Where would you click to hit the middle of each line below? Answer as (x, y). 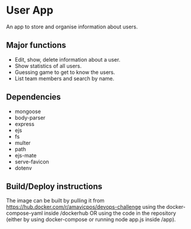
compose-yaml (25, 213)
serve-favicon (32, 162)
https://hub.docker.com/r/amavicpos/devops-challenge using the (86, 207)
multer (22, 143)
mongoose (28, 111)
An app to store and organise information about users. (72, 27)
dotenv (23, 168)
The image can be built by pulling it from (55, 201)
